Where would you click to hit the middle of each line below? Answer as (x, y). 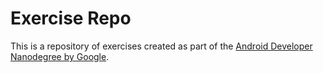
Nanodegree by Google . (60, 56)
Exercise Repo (71, 18)
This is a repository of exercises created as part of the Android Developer (161, 46)
